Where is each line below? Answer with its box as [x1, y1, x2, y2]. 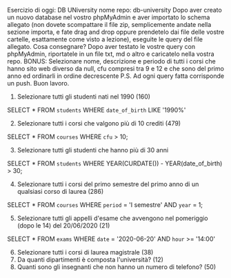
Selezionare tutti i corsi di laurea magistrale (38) [17, 248, 154, 256]
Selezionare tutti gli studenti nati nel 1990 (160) [17, 92, 150, 101]
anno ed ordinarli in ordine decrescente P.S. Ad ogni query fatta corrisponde [7, 72, 225, 80]
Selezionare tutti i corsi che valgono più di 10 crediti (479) [17, 119, 181, 127]
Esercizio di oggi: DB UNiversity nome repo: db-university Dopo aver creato [7, 6, 222, 14]
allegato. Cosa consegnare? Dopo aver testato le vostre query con [7, 43, 195, 50]
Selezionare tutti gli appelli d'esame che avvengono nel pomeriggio [17, 214, 208, 222]
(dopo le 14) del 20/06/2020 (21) [17, 221, 110, 230]
